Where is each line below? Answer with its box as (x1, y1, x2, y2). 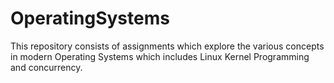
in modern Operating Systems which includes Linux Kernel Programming (10, 50, 310, 62)
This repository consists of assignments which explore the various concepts (10, 40, 325, 52)
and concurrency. (10, 61, 83, 73)
